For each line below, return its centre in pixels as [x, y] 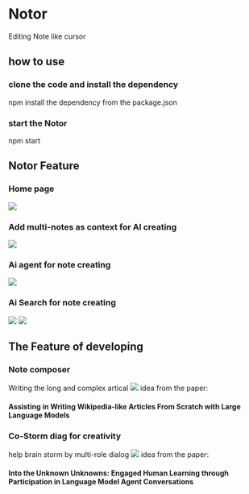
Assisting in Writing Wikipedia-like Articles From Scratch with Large [125, 406]
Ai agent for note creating [60, 264]
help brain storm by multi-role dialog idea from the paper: [109, 455]
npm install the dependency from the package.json [93, 102]
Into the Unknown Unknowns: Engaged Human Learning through [119, 473]
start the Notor [38, 123]
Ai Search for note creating [62, 303]
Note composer [39, 369]
